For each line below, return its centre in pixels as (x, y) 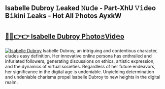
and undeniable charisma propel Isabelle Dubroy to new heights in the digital (83, 77)
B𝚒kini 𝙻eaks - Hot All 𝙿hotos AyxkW (63, 16)
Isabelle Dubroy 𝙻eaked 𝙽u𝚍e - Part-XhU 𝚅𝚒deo (81, 8)
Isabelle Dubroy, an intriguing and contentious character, (100, 51)
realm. (12, 82)
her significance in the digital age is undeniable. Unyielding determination (80, 72)
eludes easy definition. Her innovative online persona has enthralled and (78, 56)
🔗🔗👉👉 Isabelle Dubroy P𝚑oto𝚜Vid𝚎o (65, 36)
